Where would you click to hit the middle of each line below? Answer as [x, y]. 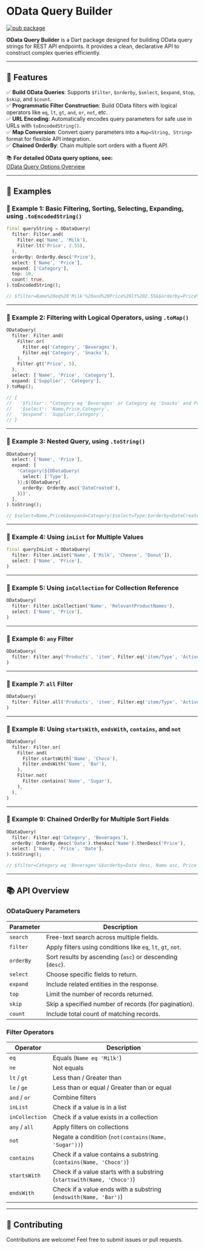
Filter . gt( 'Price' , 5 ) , [47, 364]
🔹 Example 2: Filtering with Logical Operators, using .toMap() [98, 317]
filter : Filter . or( [36, 747]
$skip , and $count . [29, 99]
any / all [22, 1127]
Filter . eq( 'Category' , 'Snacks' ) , [66, 353]
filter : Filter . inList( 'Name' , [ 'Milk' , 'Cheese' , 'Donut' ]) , [92, 555]
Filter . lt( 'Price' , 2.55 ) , [51, 246]
